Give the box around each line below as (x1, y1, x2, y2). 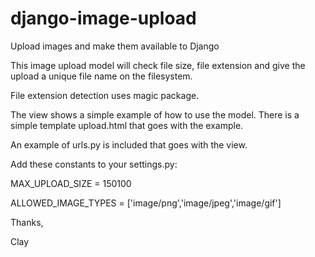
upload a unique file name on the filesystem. (10, 70, 193, 82)
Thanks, (10, 216, 44, 228)
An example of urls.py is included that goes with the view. (10, 138, 248, 151)
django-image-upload (10, 7, 197, 30)
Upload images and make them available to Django (10, 40, 220, 52)
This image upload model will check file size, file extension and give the (10, 59, 306, 71)
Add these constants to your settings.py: (10, 158, 178, 170)
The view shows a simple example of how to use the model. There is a (10, 108, 300, 121)
